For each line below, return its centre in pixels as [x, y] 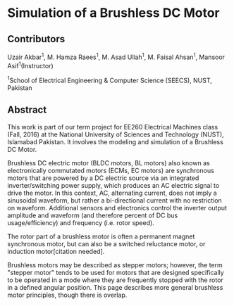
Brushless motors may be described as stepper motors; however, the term [115, 264]
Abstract [27, 110]
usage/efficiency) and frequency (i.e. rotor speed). [81, 222]
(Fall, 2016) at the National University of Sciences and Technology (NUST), [116, 134]
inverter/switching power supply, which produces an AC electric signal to [113, 185]
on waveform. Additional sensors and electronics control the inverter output [117, 208]
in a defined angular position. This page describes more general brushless [115, 287]
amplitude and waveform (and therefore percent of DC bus [93, 215]
